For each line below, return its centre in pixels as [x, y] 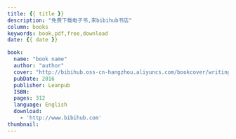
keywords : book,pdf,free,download [58, 33]
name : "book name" [41, 59]
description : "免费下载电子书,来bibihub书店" [70, 20]
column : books [28, 27]
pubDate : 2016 [34, 79]
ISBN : [22, 92]
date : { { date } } [33, 40]
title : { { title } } [36, 14]
